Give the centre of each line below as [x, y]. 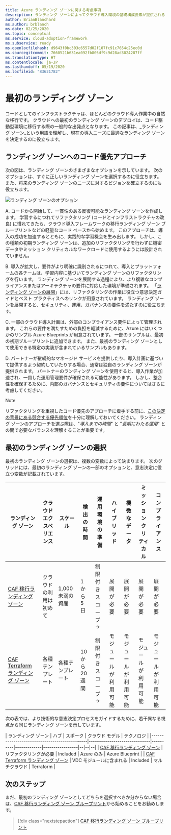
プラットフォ [148, 266]
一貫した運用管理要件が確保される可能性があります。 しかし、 [88, 377]
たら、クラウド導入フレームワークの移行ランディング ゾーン [97, 224]
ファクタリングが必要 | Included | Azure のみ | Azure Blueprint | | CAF [82, 754]
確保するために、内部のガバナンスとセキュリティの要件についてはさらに [90, 384]
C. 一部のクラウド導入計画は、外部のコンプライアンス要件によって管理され [83, 322]
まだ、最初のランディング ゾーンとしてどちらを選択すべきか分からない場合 [83, 797]
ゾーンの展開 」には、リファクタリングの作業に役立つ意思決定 [93, 292]
